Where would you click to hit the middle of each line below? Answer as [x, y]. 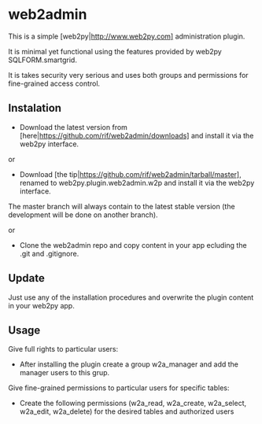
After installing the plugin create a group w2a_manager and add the [129, 364]
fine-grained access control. [54, 83]
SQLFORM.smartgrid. [42, 60]
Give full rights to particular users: [63, 349]
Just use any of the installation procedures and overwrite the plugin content [131, 297]
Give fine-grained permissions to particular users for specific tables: [119, 388]
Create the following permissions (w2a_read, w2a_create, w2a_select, [133, 404]
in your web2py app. [41, 305]
